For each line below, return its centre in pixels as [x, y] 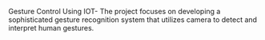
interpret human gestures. [51, 28]
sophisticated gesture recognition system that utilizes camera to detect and [133, 20]
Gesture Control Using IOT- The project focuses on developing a [114, 11]
